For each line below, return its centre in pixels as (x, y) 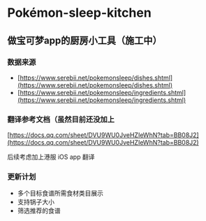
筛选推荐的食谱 (39, 211)
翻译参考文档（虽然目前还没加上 (61, 119)
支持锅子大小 (36, 202)
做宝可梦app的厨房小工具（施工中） (84, 40)
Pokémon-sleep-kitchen (79, 13)
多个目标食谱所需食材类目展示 (60, 193)
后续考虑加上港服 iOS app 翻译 (51, 157)
